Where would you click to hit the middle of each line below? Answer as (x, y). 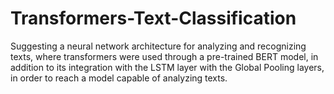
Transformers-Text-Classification (153, 18)
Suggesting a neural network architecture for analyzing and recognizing (158, 46)
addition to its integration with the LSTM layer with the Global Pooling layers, (167, 67)
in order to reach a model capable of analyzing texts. (119, 78)
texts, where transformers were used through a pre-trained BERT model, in (164, 56)
